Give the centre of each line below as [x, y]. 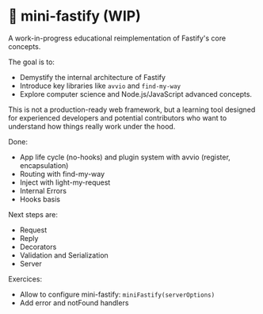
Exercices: [25, 279]
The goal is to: [32, 62]
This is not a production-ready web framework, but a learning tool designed [132, 109]
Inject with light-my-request [65, 182]
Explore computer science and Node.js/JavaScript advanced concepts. [135, 94]
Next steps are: [33, 214]
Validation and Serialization [64, 255]
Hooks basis [40, 199]
